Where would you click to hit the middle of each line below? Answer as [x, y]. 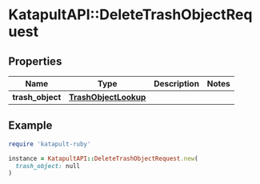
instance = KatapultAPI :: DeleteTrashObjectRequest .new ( [103, 158]
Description [176, 84]
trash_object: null [48, 166]
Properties [35, 61]
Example [30, 126]
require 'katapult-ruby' [50, 144]
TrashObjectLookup [108, 97]
